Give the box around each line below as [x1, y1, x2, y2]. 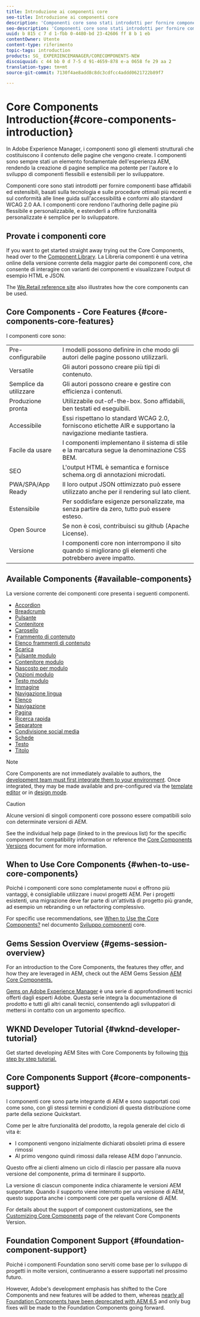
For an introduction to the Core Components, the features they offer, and [6, 964, 185, 971]
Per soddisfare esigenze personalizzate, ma [62, 497, 185, 506]
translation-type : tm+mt [6, 64, 68, 70]
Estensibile [9, 504, 40, 513]
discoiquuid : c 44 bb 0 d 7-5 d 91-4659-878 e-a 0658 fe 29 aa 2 [6, 58, 171, 64]
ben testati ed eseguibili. [62, 404, 131, 412]
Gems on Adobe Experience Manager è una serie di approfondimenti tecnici [6, 988, 192, 995]
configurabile [9, 353, 46, 361]
